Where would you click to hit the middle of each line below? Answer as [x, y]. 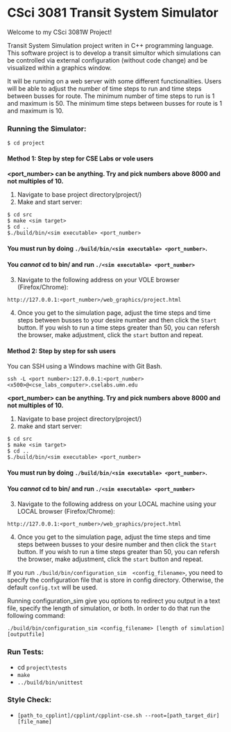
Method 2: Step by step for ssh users [62, 351]
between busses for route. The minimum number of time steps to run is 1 [111, 96]
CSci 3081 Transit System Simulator [113, 13]
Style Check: [29, 700]
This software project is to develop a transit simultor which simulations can [114, 53]
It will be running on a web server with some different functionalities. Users [114, 81]
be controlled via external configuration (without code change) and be [108, 60]
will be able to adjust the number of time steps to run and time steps [104, 88]
